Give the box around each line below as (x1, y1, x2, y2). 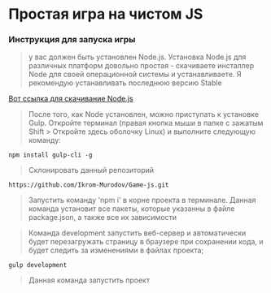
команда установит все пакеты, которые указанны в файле (28, 204, 235, 213)
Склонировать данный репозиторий (28, 166, 155, 175)
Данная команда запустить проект (28, 275, 151, 285)
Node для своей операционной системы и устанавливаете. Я (28, 70, 242, 80)
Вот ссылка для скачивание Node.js (8, 94, 133, 104)
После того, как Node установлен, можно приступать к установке (28, 110, 259, 119)
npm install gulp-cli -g (8, 151, 93, 159)
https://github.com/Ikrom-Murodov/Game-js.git (8, 181, 169, 189)
